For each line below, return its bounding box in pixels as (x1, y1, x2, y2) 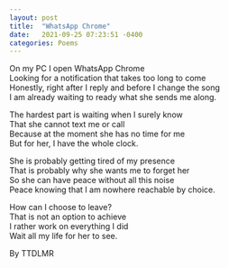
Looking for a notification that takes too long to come (9, 73, 206, 84)
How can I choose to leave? (9, 202, 113, 213)
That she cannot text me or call (9, 119, 125, 130)
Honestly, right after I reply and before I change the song (9, 82, 221, 93)
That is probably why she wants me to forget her (9, 165, 190, 176)
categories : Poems (9, 38, 78, 48)
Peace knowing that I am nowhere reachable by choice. (9, 184, 216, 195)
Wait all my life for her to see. (9, 231, 118, 242)
